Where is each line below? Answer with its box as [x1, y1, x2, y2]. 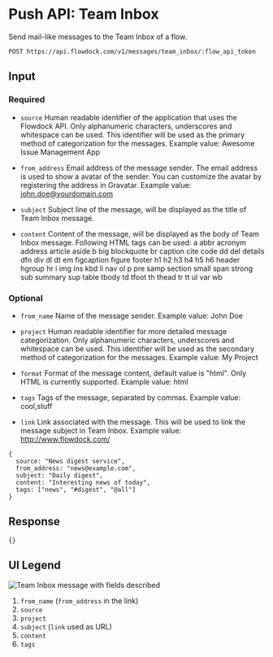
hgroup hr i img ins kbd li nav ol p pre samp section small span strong [19, 263, 253, 273]
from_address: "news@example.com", [15, 464, 136, 472]
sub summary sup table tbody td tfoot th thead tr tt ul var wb [19, 272, 223, 281]
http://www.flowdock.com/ [19, 434, 110, 444]
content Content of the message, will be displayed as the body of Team [19, 228, 260, 238]
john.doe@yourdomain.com [19, 189, 114, 198]
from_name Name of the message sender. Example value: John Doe [19, 311, 244, 320]
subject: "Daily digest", [15, 471, 104, 480]
